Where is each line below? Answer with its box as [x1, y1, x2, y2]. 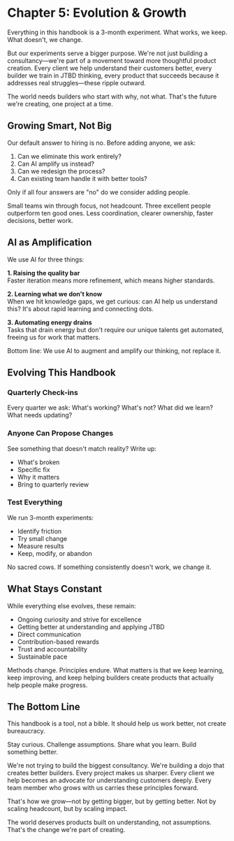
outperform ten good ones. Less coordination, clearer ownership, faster [7, 208, 214, 217]
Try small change [17, 534, 68, 542]
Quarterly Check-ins [7, 387, 78, 397]
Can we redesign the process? [17, 166, 105, 175]
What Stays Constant [7, 583, 103, 595]
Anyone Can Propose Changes [7, 429, 114, 438]
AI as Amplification [7, 236, 92, 249]
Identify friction [17, 526, 62, 535]
